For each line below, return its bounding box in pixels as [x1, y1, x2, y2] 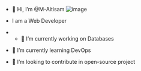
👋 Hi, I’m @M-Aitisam [11, 6, 65, 13]
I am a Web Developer [11, 17, 67, 24]
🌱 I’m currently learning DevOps [11, 47, 91, 54]
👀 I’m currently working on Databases [20, 35, 114, 42]
